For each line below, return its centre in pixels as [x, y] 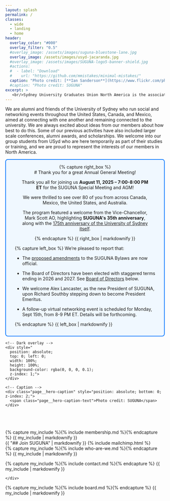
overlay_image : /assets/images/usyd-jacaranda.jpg [64, 57]
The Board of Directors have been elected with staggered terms [89, 274]
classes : [14, 19]
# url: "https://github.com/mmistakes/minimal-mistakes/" [76, 76]
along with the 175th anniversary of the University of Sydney [85, 223]
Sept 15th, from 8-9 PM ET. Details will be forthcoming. [79, 315]
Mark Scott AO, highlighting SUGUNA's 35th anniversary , [85, 218]
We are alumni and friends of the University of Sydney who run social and [82, 109]
